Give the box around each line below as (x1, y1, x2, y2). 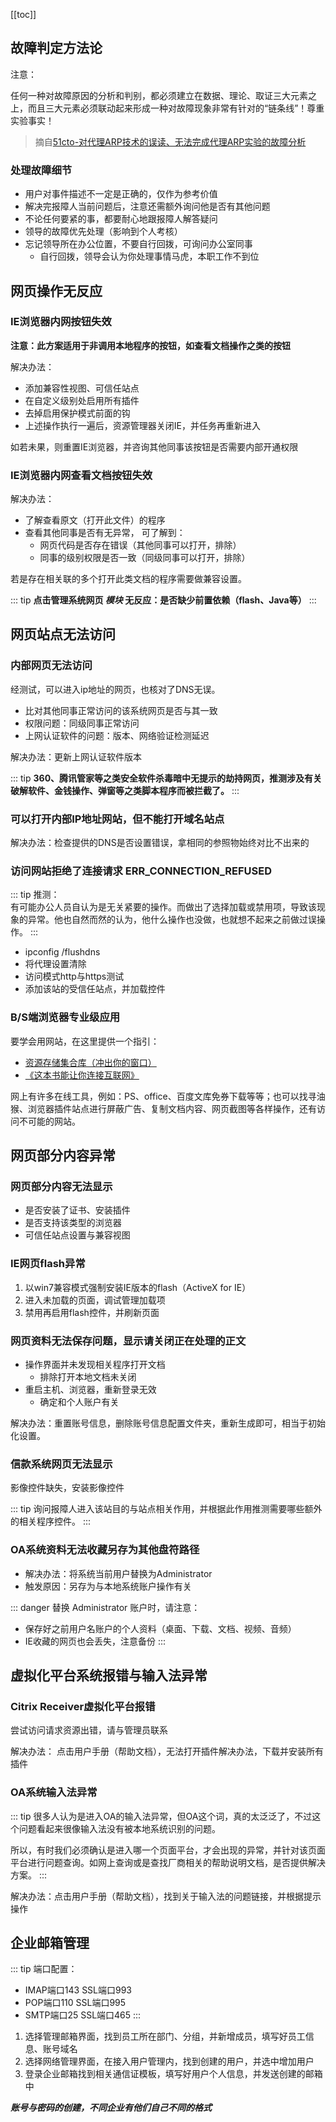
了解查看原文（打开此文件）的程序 (24, 514, 166, 526)
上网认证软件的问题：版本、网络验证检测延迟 (24, 729, 210, 741)
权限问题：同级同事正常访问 (24, 717, 140, 729)
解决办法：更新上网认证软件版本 (10, 750, 142, 763)
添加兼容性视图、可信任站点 (24, 382, 140, 394)
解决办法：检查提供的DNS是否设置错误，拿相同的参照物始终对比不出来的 (10, 837, 310, 849)
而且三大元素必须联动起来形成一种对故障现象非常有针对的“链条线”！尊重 (27, 102, 325, 114)
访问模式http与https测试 (24, 970, 125, 983)
